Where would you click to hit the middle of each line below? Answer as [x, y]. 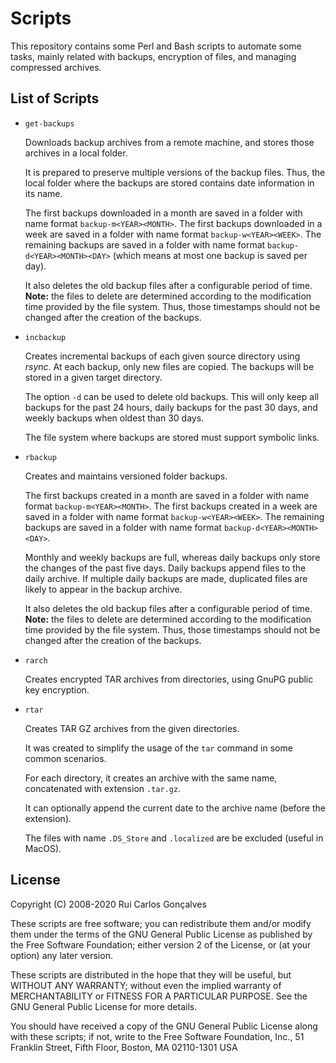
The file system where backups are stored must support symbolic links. [172, 437]
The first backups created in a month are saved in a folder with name [167, 495]
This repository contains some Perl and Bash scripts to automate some [156, 46]
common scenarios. [65, 758]
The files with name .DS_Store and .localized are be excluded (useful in [174, 838]
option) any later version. [61, 955]
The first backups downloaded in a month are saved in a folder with [163, 213]
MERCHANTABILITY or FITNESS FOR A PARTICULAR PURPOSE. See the [159, 996]
